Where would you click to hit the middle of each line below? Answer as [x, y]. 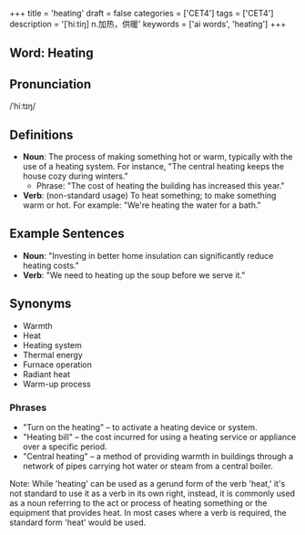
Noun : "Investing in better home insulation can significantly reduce [148, 255]
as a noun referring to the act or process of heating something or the [138, 503]
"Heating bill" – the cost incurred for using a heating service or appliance [159, 437]
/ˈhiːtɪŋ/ [23, 106]
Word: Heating [51, 53]
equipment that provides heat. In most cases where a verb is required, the [148, 512]
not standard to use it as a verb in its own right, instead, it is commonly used [152, 493]
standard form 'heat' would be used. [78, 522]
